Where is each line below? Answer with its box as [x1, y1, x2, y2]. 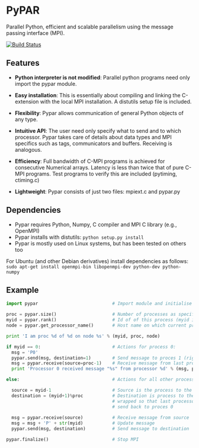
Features [6, 58, 40, 68]
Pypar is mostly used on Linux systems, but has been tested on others [14, 239, 187, 247]
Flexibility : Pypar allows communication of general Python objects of [14, 109, 184, 116]
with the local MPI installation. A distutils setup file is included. [40, 98, 192, 105]
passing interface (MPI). [6, 29, 65, 36]
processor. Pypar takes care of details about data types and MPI [14, 133, 172, 140]
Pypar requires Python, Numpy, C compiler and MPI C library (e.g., [14, 220, 177, 228]
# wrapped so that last [112, 398, 171, 404]
